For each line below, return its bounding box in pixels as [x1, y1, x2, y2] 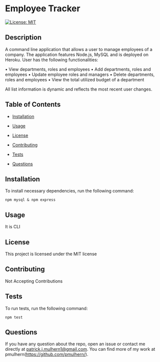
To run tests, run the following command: [5, 305, 88, 311]
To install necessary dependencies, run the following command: [5, 188, 134, 194]
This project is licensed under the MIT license [5, 251, 97, 257]
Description [5, 33, 42, 42]
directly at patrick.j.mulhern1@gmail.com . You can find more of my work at [5, 346, 156, 352]
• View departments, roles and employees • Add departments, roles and [5, 66, 151, 72]
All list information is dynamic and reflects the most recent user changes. [5, 86, 153, 92]
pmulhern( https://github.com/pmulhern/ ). [5, 351, 89, 358]
